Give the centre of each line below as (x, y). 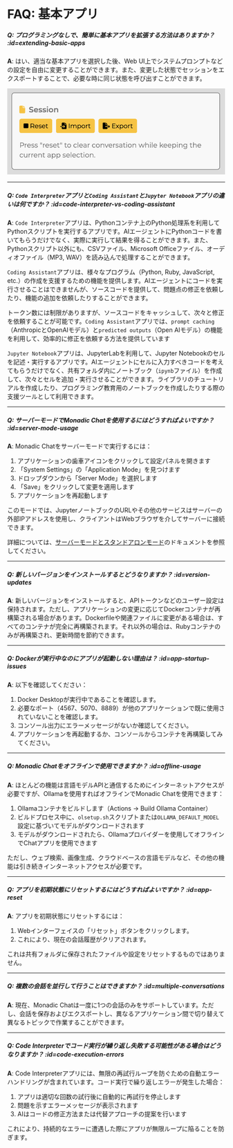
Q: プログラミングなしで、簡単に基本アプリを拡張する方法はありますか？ (111, 35)
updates (20, 582)
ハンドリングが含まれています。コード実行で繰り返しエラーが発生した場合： (116, 1082)
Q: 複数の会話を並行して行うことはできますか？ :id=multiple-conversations (116, 986)
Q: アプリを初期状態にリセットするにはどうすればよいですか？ (96, 890)
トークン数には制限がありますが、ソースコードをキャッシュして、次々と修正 (116, 313)
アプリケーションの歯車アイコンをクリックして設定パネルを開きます (114, 461)
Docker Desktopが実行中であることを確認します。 (88, 699)
